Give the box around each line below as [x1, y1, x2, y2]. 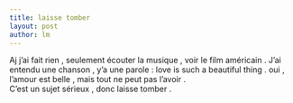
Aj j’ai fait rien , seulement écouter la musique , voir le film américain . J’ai [9, 55, 281, 66]
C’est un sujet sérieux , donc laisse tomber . [9, 83, 172, 95]
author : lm [9, 30, 50, 39]
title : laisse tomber [9, 13, 91, 23]
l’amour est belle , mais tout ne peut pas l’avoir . [9, 74, 187, 85]
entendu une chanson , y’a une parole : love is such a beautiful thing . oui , [9, 64, 286, 75]
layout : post [9, 22, 59, 31]
